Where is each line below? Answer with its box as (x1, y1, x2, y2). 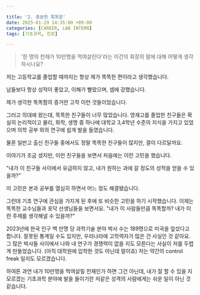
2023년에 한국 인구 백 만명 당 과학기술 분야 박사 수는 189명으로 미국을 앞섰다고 (6, 225, 190, 232)
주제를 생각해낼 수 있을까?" (12, 212, 75, 220)
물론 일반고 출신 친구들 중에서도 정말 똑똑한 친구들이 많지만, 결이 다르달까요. (6, 139, 183, 147)
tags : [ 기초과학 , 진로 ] (6, 31, 58, 37)
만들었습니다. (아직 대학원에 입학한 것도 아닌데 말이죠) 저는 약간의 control (12, 248, 183, 255)
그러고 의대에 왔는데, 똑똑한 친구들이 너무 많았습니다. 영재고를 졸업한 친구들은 (6, 111, 186, 118)
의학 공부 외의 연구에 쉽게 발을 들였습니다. (17, 126, 115, 133)
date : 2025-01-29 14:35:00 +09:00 (6, 19, 93, 26)
